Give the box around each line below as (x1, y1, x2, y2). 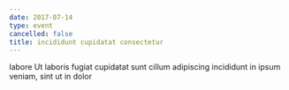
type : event (9, 21, 53, 30)
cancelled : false (9, 29, 73, 38)
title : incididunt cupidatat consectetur (9, 37, 164, 47)
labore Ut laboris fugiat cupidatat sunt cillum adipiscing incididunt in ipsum (9, 62, 281, 72)
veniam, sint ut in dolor (9, 71, 93, 82)
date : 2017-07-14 (9, 12, 73, 22)
